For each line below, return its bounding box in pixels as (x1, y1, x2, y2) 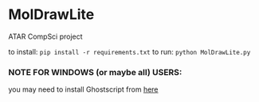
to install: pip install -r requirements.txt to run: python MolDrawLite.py (8, 47, 251, 56)
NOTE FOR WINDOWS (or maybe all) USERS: (8, 66, 182, 77)
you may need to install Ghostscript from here (8, 85, 159, 94)
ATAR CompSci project (8, 32, 83, 41)
